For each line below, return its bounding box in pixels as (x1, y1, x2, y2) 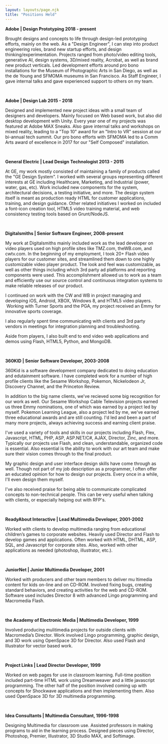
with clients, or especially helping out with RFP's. (5, 497, 106, 503)
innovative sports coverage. (5, 308, 62, 314)
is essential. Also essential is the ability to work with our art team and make (5, 445, 160, 451)
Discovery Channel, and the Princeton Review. (5, 383, 100, 389)
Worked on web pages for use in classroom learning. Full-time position (5, 672, 151, 678)
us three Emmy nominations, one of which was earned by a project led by (5, 404, 156, 410)
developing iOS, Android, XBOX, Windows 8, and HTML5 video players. (5, 298, 152, 304)
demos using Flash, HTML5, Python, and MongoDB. (5, 338, 112, 344)
